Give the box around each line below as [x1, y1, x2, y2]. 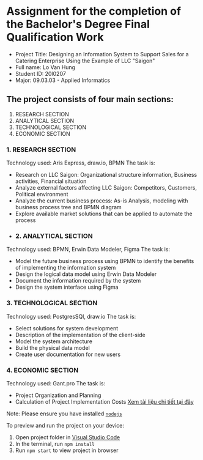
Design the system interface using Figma [15, 283, 119, 291]
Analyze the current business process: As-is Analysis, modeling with [15, 197, 188, 204]
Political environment [15, 191, 68, 198]
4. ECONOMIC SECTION [6, 366, 79, 374]
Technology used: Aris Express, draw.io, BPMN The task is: [6, 159, 155, 166]
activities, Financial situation [15, 177, 87, 185]
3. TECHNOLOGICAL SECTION [6, 299, 98, 307]
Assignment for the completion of [6, 4, 182, 18]
